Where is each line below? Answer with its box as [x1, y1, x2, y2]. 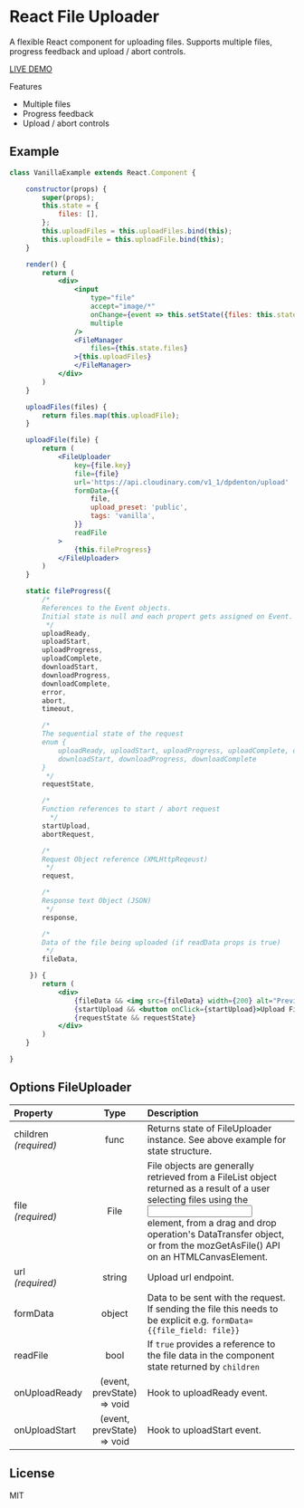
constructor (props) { [25, 184, 107, 194]
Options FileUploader [9, 1080, 132, 1095]
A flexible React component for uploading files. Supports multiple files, [9, 36, 273, 47]
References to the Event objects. [42, 603, 172, 612]
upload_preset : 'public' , [90, 503, 188, 513]
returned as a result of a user [147, 1182, 271, 1195]
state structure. [147, 1144, 213, 1157]
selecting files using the [147, 1193, 249, 1205]
